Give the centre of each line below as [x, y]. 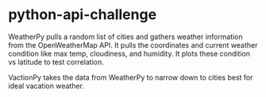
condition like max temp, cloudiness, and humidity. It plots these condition [129, 53]
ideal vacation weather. [46, 86]
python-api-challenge [83, 15]
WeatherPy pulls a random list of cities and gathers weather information [126, 37]
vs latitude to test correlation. [56, 62]
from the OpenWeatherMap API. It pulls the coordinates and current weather [133, 45]
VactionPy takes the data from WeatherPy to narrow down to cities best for [131, 77]
